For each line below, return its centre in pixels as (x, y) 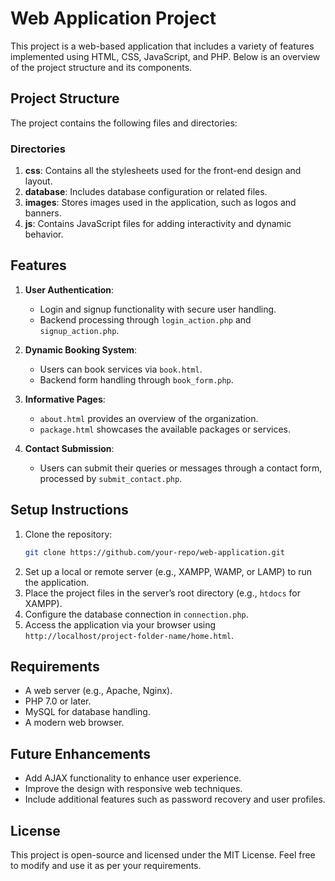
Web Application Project (113, 18)
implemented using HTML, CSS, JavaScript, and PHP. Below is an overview (165, 56)
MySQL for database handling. (87, 712)
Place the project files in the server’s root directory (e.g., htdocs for (163, 593)
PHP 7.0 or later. (58, 701)
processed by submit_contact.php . (111, 478)
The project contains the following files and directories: (124, 123)
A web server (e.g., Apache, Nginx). (98, 691)
